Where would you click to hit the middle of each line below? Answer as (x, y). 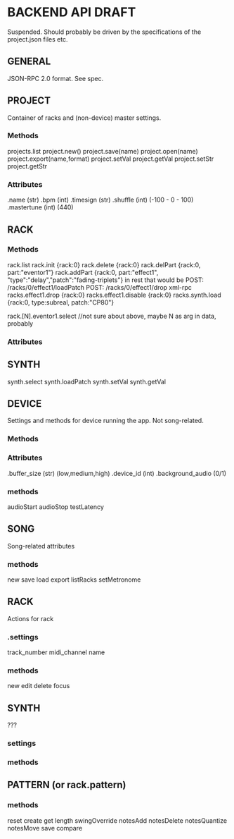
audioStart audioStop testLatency (56, 507)
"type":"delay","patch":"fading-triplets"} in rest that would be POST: (105, 280)
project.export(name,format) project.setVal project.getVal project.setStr (111, 159)
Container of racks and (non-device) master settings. (84, 118)
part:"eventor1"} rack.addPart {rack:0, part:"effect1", (83, 272)
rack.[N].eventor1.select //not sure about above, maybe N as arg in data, (112, 316)
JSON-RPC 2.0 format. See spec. (56, 78)
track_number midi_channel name (56, 652)
